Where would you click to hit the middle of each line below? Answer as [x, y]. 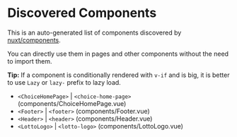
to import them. [30, 61]
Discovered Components [82, 13]
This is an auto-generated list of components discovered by [94, 32]
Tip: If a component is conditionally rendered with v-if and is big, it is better [118, 75]
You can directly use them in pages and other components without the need [118, 54]
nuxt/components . [34, 40]
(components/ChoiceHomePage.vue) [72, 103]
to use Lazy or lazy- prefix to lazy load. [64, 82]
